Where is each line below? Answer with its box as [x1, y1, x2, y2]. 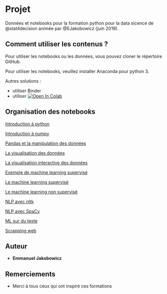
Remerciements [5, 269, 56, 278]
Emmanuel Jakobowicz [12, 255, 62, 261]
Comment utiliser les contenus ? [5, 40, 108, 49]
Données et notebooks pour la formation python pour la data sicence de [5, 20, 154, 26]
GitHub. [5, 59, 21, 65]
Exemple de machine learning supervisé [5, 169, 88, 175]
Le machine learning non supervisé [5, 189, 78, 195]
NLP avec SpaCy [5, 208, 40, 214]
